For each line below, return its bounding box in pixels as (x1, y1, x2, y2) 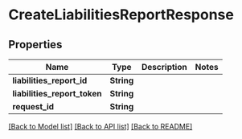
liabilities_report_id (12, 75, 88, 86)
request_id (12, 101, 55, 112)
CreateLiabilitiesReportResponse (8, 6, 235, 24)
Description (142, 62, 187, 72)
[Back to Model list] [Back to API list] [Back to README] (8, 122, 193, 131)
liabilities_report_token (12, 88, 102, 99)
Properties (8, 38, 63, 51)
